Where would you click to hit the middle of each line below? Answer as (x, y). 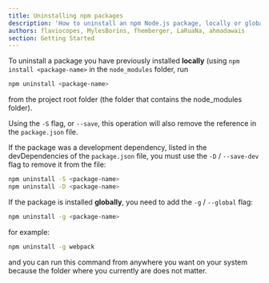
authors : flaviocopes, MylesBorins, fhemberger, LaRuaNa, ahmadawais (127, 30)
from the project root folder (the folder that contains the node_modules (125, 99)
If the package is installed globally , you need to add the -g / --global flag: (131, 202)
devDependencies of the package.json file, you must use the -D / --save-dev (134, 156)
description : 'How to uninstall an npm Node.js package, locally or (125, 23)
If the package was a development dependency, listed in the (108, 148)
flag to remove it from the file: (57, 164)
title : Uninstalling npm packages (66, 16)
